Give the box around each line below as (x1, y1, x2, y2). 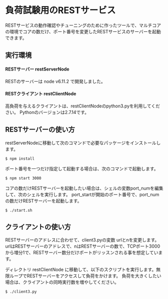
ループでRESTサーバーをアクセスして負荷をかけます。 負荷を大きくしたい (9, 273, 161, 279)
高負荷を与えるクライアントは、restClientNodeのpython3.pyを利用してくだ (5, 103, 160, 109)
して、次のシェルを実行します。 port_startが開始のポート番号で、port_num (5, 191, 159, 197)
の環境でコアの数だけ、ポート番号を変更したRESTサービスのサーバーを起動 (5, 28, 161, 34)
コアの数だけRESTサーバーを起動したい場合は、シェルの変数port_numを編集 (5, 185, 163, 191)
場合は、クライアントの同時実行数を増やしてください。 (5, 279, 119, 285)
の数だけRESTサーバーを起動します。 (5, 198, 82, 204)
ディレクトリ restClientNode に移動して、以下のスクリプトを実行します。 (5, 267, 156, 273)
